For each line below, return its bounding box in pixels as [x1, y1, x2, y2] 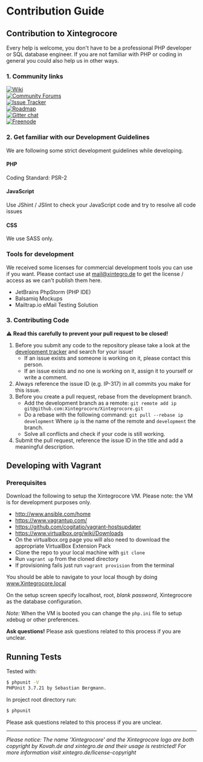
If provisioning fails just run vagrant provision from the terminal [14, 562, 175, 569]
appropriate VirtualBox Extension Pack [14, 542, 111, 550]
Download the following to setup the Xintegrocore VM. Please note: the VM [6, 492, 193, 499]
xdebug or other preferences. [6, 616, 80, 623]
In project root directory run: [6, 696, 77, 703]
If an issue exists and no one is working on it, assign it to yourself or [24, 367, 193, 374]
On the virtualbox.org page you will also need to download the [14, 536, 170, 543]
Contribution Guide [6, 4, 105, 18]
